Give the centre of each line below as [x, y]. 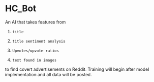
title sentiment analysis [39, 41]
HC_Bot [21, 9]
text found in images [34, 60]
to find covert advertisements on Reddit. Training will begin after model [77, 69]
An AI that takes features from [36, 22]
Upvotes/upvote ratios [35, 51]
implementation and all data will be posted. [48, 74]
